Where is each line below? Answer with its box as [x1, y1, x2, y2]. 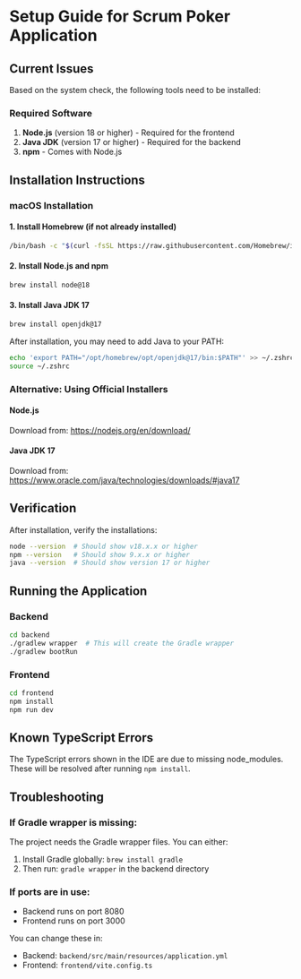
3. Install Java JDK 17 [9, 300, 90, 311]
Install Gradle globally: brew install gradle [21, 854, 184, 865]
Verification [9, 501, 77, 516]
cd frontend [9, 688, 54, 698]
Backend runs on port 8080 [21, 906, 125, 917]
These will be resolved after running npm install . [9, 763, 191, 774]
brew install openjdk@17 [9, 320, 102, 329]
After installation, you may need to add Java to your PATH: [9, 336, 225, 347]
